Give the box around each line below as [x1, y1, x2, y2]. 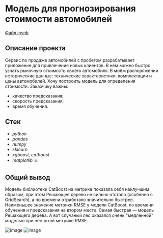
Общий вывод [5, 173, 51, 181]
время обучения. [12, 103, 49, 109]
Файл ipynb [5, 30, 29, 35]
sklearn [12, 146, 28, 152]
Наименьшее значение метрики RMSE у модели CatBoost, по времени [5, 202, 154, 208]
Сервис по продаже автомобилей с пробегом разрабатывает [5, 57, 135, 63]
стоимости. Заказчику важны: [5, 83, 69, 89]
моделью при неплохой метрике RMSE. [5, 218, 88, 224]
